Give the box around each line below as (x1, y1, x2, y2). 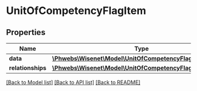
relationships (9, 64, 47, 72)
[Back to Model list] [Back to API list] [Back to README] (6, 79, 141, 86)
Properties (6, 27, 46, 37)
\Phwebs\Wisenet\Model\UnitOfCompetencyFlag (52, 54, 192, 62)
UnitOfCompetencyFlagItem (6, 4, 147, 17)
